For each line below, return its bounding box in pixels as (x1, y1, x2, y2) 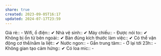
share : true (5, 7, 30, 12)
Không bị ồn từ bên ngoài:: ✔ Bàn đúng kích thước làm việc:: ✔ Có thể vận (5, 35, 157, 41)
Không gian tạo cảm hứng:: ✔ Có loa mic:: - (5, 45, 94, 52)
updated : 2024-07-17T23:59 (5, 16, 61, 21)
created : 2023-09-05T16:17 (5, 12, 61, 17)
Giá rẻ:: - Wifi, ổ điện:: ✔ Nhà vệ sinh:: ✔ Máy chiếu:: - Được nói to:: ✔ (5, 30, 148, 36)
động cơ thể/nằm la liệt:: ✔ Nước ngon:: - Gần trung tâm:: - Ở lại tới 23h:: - (5, 40, 157, 46)
